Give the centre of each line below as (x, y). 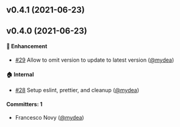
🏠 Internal (20, 74)
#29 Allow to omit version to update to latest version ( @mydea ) (95, 60)
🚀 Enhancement (27, 46)
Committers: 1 (24, 104)
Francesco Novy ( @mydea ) (49, 118)
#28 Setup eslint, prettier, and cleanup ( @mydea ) (77, 90)
